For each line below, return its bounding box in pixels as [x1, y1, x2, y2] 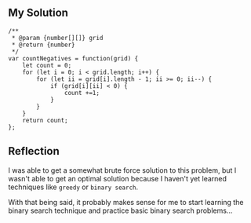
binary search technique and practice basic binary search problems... [8, 206, 233, 215]
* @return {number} [11, 41, 76, 49]
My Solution [8, 6, 69, 20]
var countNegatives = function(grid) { [8, 54, 139, 62]
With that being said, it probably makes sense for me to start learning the [8, 197, 244, 207]
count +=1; [64, 89, 100, 97]
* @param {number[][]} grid [11, 34, 104, 42]
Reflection [8, 144, 60, 158]
